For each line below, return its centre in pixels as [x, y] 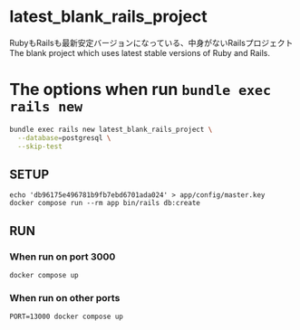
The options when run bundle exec [140, 90]
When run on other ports [65, 297]
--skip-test [40, 146]
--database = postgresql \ [64, 137]
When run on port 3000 [63, 257]
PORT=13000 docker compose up [67, 317]
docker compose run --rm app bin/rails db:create [105, 203]
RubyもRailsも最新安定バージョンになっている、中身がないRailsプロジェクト [151, 42]
